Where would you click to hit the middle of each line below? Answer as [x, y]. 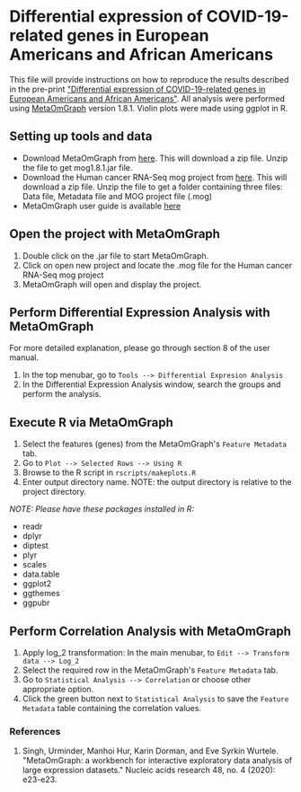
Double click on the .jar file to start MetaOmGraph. [115, 255]
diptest [35, 546]
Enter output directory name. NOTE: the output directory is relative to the [157, 482]
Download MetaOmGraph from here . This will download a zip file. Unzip [155, 158]
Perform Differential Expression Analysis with [140, 312]
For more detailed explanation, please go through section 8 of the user [140, 348]
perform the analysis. [62, 394]
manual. [24, 357]
